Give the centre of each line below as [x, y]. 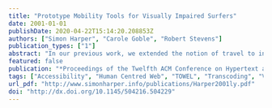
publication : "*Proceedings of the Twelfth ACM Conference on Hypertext [134, 69]
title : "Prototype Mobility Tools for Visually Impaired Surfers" [123, 16]
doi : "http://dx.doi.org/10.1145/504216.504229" [92, 91]
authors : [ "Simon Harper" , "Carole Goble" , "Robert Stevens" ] [115, 39]
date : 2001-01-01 [38, 24]
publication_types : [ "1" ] [52, 46]
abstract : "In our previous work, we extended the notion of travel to [132, 54]
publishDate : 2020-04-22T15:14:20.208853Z [81, 31]
